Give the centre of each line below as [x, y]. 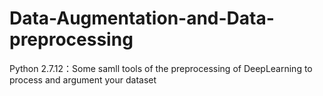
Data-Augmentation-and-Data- [142, 18]
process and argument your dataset [83, 79]
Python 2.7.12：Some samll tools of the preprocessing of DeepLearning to [161, 68]
